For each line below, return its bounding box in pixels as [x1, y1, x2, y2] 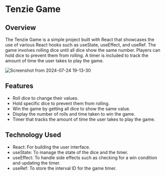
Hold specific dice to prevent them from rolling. [12, 100, 110, 106]
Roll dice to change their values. [12, 95, 79, 101]
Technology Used [5, 131, 61, 139]
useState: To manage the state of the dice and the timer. [12, 149, 128, 155]
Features [5, 82, 33, 90]
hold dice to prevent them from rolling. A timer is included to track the [5, 52, 148, 58]
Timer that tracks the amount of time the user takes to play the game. [12, 116, 155, 122]
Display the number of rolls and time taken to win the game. [12, 111, 135, 117]
